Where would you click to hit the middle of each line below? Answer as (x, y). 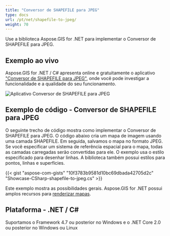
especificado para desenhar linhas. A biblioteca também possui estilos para (85, 158)
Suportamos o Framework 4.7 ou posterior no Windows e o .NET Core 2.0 (83, 222)
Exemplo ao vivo (32, 60)
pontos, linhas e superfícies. (35, 163)
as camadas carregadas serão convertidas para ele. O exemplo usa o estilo (85, 152)
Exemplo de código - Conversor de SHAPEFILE (81, 110)
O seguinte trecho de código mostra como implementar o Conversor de (81, 130)
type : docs (17, 15)
